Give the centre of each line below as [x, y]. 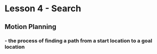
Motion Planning [30, 27]
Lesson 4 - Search [43, 9]
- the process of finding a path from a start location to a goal [78, 41]
